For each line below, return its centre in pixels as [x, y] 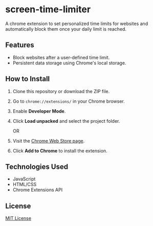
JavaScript [24, 179]
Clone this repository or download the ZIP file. [61, 91]
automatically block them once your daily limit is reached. [66, 29]
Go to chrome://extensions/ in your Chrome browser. [69, 101]
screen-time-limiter [48, 9]
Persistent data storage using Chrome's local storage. [69, 63]
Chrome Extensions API [38, 190]
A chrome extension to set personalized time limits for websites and [77, 24]
